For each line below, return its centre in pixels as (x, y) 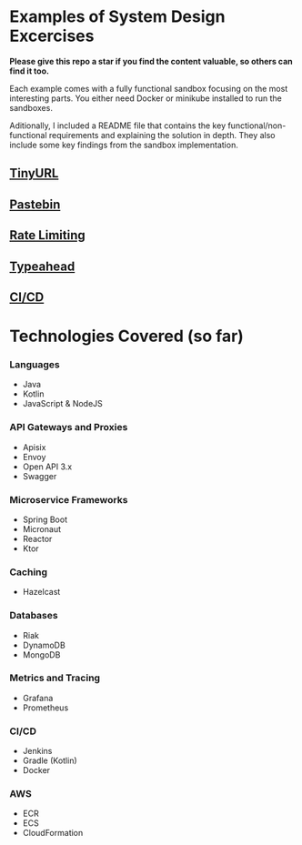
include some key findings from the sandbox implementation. (124, 145)
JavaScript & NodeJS (62, 404)
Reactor (37, 538)
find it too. (30, 71)
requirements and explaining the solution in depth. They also (162, 135)
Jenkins (37, 751)
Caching (29, 572)
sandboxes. (31, 107)
